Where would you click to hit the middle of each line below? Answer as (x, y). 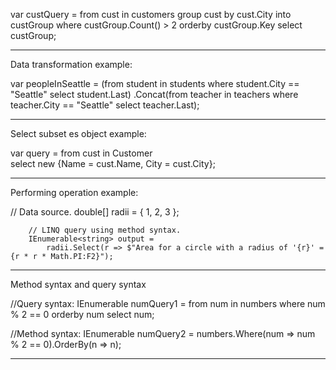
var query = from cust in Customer (81, 153)
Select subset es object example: (78, 133)
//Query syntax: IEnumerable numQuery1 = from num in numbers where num (168, 303)
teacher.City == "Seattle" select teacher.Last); (105, 105)
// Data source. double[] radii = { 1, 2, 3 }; (95, 212)
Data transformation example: (71, 64)
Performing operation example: (74, 192)
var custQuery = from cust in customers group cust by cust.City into (151, 14)
